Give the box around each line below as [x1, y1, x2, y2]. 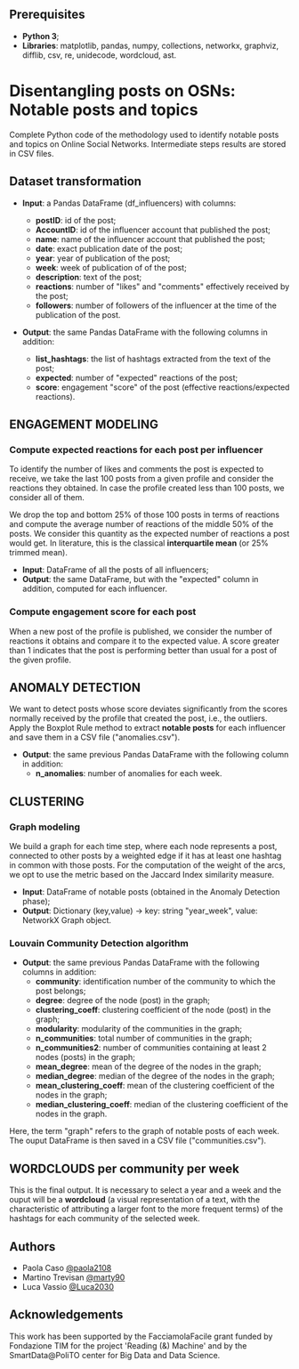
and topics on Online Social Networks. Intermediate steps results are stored [9, 138, 287, 150]
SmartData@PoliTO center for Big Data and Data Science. [9, 1349, 221, 1360]
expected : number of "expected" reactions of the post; [35, 372, 238, 383]
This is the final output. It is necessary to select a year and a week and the [9, 1185, 282, 1195]
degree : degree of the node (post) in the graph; [35, 995, 211, 1006]
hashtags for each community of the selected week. [9, 1213, 200, 1224]
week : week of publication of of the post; [35, 262, 187, 272]
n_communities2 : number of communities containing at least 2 [35, 1042, 267, 1053]
